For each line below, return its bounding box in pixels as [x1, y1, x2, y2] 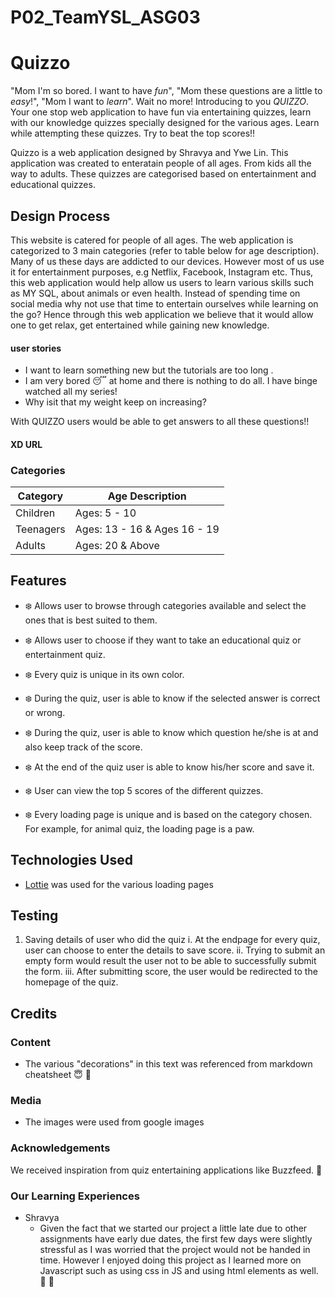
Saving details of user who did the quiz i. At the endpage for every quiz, [24, 934, 321, 946]
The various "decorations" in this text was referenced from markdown [24, 1058, 313, 1070]
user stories [10, 342, 62, 354]
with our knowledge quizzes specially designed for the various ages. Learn [10, 117, 320, 129]
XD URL [10, 438, 43, 450]
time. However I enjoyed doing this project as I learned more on [39, 1254, 302, 1266]
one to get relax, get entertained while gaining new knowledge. [10, 319, 270, 331]
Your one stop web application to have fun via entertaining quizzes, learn [10, 106, 312, 118]
